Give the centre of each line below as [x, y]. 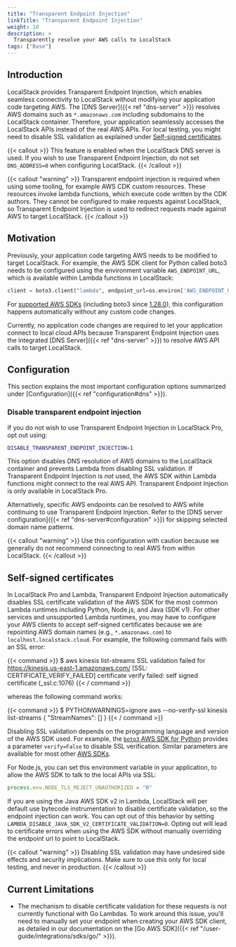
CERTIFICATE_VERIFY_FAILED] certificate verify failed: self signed [103, 676]
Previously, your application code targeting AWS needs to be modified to [112, 255]
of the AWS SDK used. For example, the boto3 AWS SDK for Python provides [118, 739]
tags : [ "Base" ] [29, 46]
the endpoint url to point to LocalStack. [64, 839]
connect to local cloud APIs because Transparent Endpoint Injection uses [113, 333]
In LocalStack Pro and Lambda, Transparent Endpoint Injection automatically [118, 595]
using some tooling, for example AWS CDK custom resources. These [106, 186]
